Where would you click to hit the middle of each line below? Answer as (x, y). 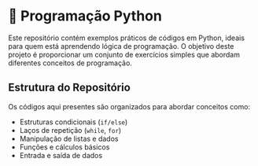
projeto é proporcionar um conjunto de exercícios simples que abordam (124, 54)
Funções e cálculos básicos (64, 147)
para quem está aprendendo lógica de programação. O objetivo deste (121, 46)
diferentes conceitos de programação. (70, 63)
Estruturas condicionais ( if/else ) (74, 122)
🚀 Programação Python (85, 16)
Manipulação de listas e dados (69, 138)
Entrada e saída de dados (61, 155)
